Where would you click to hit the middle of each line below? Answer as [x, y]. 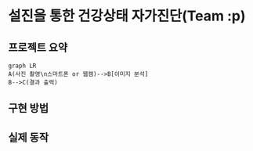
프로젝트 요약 [38, 47]
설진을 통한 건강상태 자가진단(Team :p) [127, 16]
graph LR [22, 66]
